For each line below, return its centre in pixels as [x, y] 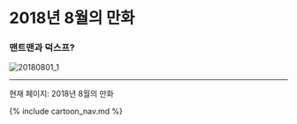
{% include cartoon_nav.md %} [66, 112]
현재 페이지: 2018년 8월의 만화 [61, 94]
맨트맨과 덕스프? [42, 47]
